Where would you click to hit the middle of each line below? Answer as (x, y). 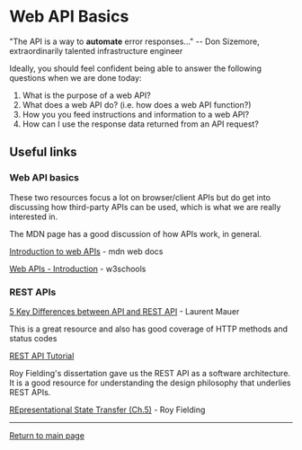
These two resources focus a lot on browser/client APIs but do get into (140, 197)
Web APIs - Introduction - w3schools (78, 269)
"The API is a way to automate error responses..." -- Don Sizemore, (134, 41)
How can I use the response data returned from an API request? (140, 124)
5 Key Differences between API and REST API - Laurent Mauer (124, 311)
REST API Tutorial (42, 356)
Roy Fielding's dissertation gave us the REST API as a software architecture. (150, 373)
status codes (33, 338)
